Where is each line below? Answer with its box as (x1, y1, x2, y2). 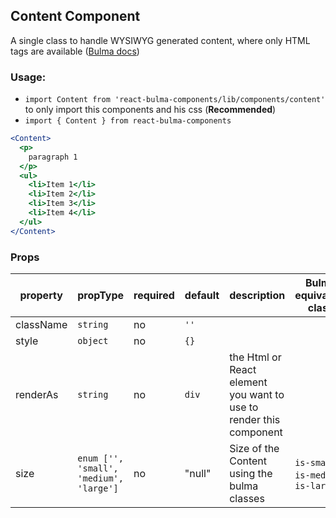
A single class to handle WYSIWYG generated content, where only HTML (10, 34, 311, 46)
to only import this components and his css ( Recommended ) (24, 104, 277, 116)
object (77, 335, 109, 347)
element (229, 375, 268, 389)
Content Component (10, 8, 141, 25)
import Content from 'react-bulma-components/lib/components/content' (24, 95, 326, 105)
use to (229, 400, 259, 414)
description (229, 289, 286, 303)
